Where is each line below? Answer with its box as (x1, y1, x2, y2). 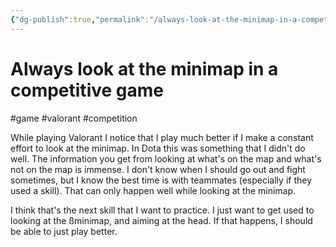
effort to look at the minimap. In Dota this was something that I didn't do (10, 142, 306, 154)
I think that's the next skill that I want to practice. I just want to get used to (10, 204, 315, 216)
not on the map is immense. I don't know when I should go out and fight (10, 163, 306, 175)
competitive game (10, 79, 164, 101)
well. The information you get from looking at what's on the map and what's (10, 152, 322, 165)
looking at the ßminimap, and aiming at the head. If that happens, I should (10, 214, 313, 226)
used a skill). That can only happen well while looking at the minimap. (10, 184, 297, 196)
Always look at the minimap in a (10, 57, 279, 80)
